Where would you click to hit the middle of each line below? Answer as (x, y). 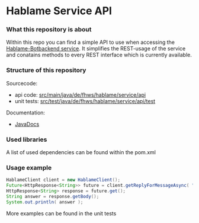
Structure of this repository (46, 71)
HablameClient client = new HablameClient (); (63, 180)
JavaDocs (27, 124)
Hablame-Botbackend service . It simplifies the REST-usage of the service (96, 49)
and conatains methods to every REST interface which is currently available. (99, 55)
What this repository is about (49, 30)
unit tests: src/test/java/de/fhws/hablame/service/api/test (85, 101)
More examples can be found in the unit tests (61, 213)
